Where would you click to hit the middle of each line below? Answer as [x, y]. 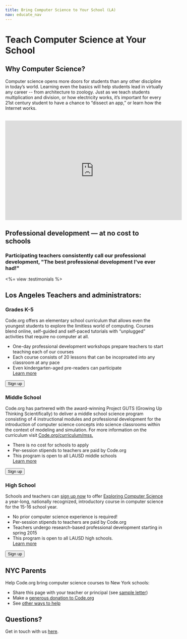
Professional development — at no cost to [72, 233]
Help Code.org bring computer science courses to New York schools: [77, 583]
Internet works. [21, 108]
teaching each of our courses [43, 351]
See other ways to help [37, 603]
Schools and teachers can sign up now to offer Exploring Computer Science [84, 496]
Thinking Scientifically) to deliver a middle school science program [74, 414]
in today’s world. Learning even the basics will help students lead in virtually [84, 86]
